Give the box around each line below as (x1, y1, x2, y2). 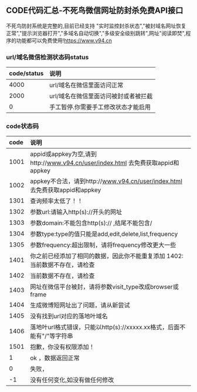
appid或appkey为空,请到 (30, 150, 97, 158)
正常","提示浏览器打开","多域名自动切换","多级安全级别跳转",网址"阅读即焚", (6, 29, 186, 36)
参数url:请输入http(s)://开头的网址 (30, 208, 122, 216)
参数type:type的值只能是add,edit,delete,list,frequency (30, 230, 178, 238)
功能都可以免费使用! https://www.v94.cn (16, 37, 113, 44)
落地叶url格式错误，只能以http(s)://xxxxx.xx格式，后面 (30, 323, 180, 332)
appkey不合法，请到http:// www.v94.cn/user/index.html (30, 177, 183, 185)
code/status (9, 69, 44, 77)
